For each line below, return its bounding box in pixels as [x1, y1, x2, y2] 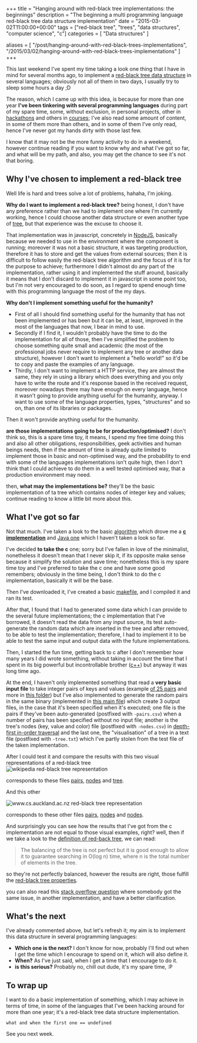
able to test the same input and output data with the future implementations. [6, 637, 191, 644]
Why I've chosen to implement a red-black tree [6, 174, 182, 184]
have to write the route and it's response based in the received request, [14, 379, 188, 387]
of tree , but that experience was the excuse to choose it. [6, 220, 143, 227]
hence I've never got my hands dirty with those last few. [6, 127, 142, 134]
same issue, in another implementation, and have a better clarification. [6, 894, 176, 901]
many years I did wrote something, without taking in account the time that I [6, 655, 187, 662]
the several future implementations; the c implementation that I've [6, 612, 166, 619]
